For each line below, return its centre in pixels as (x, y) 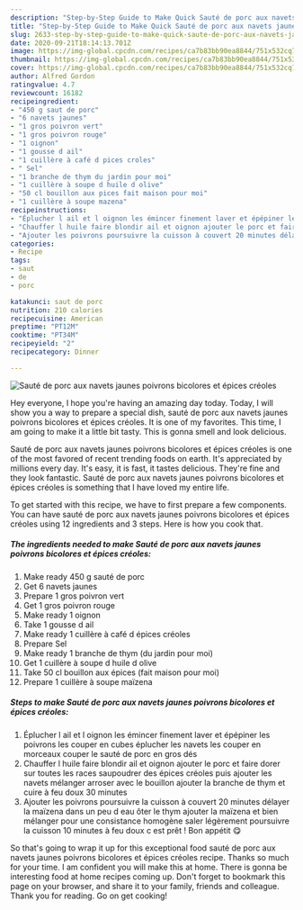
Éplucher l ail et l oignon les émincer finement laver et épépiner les (147, 734)
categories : (32, 244)
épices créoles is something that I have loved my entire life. (120, 487)
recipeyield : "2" (43, 344)
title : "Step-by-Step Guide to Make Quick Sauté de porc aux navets (141, 26)
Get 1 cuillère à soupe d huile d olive (90, 662)
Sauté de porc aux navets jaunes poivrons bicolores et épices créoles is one (151, 449)
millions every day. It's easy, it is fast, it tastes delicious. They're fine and (145, 468)
